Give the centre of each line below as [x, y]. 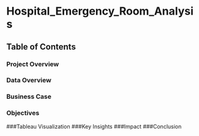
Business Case [29, 97]
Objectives [23, 113]
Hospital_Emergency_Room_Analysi [100, 11]
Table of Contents [41, 47]
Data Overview [29, 81]
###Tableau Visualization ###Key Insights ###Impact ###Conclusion [94, 126]
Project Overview [33, 64]
